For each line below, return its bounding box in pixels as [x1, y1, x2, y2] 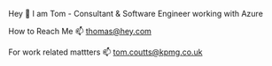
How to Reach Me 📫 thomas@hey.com [8, 26, 152, 36]
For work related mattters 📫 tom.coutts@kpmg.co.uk [8, 47, 203, 57]
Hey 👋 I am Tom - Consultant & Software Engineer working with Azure [8, 9, 263, 18]
